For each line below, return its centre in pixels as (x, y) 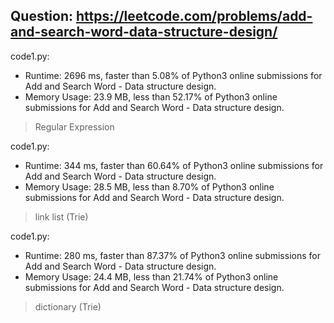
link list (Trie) (61, 216)
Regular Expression (74, 126)
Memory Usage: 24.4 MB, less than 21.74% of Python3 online (151, 276)
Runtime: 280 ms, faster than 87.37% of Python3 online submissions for (172, 255)
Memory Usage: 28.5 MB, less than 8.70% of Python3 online (149, 186)
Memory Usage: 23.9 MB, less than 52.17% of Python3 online (151, 96)
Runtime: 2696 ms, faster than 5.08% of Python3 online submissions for (173, 75)
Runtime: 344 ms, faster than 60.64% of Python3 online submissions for (174, 165)
